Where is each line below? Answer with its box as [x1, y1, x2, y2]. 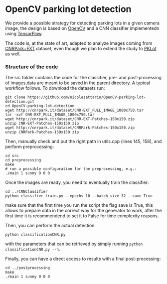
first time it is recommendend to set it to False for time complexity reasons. [5, 213, 159, 219]
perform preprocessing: [5, 143, 54, 150]
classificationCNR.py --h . [5, 246, 60, 252]
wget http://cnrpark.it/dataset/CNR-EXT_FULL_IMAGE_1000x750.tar [5, 108, 144, 113]
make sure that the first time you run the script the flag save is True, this [5, 202, 153, 208]
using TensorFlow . [5, 30, 43, 36]
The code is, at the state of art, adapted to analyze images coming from [5, 40, 153, 46]
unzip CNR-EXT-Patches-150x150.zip [5, 121, 79, 126]
